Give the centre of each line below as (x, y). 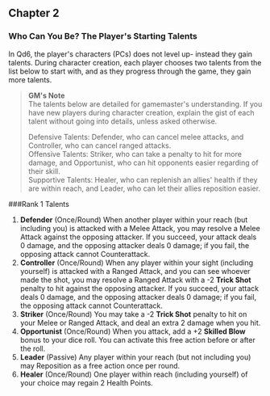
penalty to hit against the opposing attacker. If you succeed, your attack (139, 288)
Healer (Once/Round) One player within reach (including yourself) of (134, 374)
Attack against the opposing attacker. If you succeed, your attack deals (138, 237)
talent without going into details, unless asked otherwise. (123, 121)
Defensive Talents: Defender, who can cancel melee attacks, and (136, 137)
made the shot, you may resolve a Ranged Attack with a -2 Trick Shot (135, 280)
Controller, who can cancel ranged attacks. (100, 145)
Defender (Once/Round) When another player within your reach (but (134, 219)
